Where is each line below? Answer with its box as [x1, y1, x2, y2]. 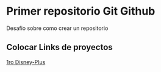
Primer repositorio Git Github [6, 4, 156, 18]
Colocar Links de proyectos [6, 42, 113, 52]
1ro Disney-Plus [6, 58, 46, 65]
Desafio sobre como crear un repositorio [6, 24, 109, 32]
